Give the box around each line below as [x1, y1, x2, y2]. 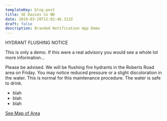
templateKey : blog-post [5, 7, 55, 12]
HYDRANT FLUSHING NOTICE [5, 39, 68, 45]
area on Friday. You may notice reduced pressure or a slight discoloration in [5, 69, 162, 75]
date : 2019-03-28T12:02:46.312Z [5, 16, 73, 21]
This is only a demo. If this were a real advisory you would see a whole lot [5, 49, 158, 55]
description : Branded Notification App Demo [5, 26, 100, 31]
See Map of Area [5, 110, 40, 116]
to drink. [5, 80, 23, 86]
